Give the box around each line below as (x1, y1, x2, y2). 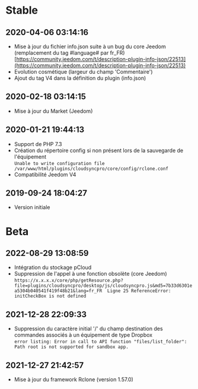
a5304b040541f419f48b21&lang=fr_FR (14, 288, 103, 294)
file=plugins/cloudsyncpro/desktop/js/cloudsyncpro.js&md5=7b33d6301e (14, 283, 193, 289)
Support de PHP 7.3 (14, 140, 62, 147)
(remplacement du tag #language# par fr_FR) (14, 49, 125, 56)
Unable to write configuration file (14, 160, 105, 166)
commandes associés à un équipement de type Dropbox (14, 331, 152, 339)
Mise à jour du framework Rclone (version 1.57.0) (14, 376, 134, 383)
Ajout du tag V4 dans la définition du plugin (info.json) (14, 75, 146, 81)
